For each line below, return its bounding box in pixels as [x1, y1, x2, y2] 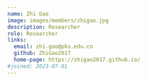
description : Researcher [7, 23, 81, 30]
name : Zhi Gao [7, 10, 49, 18]
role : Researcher [7, 30, 59, 37]
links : [7, 37, 27, 44]
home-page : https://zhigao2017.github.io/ [13, 56, 141, 63]
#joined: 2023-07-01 [7, 63, 69, 70]
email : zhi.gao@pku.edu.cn [13, 43, 93, 50]
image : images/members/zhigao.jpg [7, 17, 110, 24]
